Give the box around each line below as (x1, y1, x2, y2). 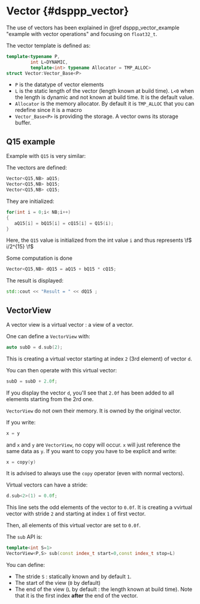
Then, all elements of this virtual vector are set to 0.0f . (6, 522, 141, 529)
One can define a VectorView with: (6, 332, 91, 339)
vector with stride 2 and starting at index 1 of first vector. (6, 510, 146, 517)
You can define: (6, 561, 46, 569)
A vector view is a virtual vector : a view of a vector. (6, 321, 134, 328)
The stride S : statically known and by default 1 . (14, 573, 132, 580)
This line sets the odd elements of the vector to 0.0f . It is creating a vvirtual (6, 504, 193, 511)
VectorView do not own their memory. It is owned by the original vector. (6, 407, 181, 414)
